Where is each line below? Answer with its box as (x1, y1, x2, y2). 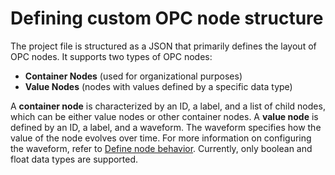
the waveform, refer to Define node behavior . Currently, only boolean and (10, 142, 313, 154)
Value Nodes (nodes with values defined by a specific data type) (24, 80, 293, 92)
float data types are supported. (10, 153, 139, 165)
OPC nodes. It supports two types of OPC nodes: (10, 50, 213, 62)
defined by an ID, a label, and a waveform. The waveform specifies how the (10, 121, 322, 133)
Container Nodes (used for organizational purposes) (24, 70, 243, 82)
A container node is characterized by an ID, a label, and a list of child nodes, (10, 100, 326, 112)
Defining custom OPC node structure (10, 7, 324, 30)
